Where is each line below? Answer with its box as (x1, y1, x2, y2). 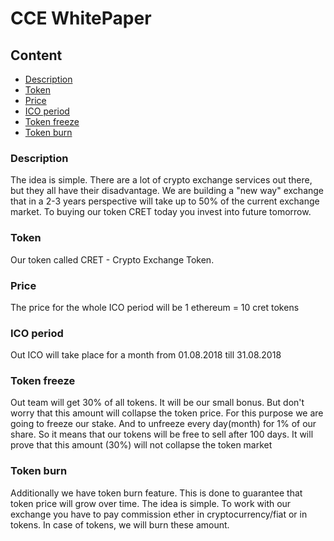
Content (10, 47, 63, 64)
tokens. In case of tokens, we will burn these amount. (10, 518, 230, 531)
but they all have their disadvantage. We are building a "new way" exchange (10, 185, 325, 197)
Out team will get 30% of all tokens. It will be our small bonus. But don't (10, 397, 305, 409)
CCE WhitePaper (10, 7, 152, 30)
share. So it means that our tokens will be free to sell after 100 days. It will (10, 428, 314, 441)
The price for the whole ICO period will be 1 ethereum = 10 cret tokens (10, 301, 300, 313)
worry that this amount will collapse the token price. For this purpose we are (10, 407, 324, 419)
